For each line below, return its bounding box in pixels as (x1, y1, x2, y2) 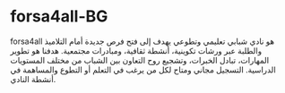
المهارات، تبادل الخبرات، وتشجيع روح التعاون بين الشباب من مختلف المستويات (10, 55, 270, 65)
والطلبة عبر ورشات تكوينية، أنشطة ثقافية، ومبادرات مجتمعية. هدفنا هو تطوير (10, 45, 263, 55)
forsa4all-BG (10, 6, 108, 27)
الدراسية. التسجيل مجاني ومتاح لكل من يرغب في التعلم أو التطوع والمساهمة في (10, 64, 276, 75)
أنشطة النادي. (10, 73, 56, 84)
